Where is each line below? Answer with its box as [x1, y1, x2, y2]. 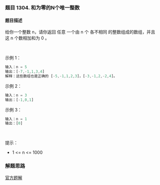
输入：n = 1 [5, 116, 27, 121]
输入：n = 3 [5, 92, 27, 98]
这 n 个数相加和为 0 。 [5, 35, 50, 41]
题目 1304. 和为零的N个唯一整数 [5, 4, 80, 11]
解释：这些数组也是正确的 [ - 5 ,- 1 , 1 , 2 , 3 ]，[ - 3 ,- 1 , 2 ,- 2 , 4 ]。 [5, 74, 118, 78]
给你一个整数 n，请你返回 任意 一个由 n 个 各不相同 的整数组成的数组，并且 [5, 29, 156, 35]
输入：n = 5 [5, 65, 27, 70]
